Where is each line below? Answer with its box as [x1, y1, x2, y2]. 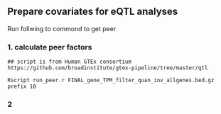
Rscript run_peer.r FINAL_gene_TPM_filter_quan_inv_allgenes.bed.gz [7, 77, 215, 84]
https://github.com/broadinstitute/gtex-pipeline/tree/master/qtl [7, 64, 208, 72]
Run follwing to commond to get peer [7, 24, 117, 33]
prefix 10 [7, 83, 37, 91]
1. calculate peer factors [7, 42, 92, 52]
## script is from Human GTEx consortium [7, 58, 132, 66]
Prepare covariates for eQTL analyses [7, 6, 178, 18]
